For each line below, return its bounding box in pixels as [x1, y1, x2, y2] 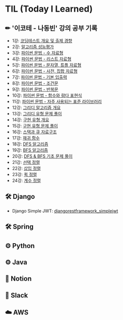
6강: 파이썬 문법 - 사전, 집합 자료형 [12, 68, 78, 74]
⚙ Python [5, 242, 35, 250]
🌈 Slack [5, 291, 28, 300]
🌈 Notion [5, 275, 32, 283]
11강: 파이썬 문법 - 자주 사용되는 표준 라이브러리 [12, 99, 102, 104]
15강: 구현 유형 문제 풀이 [12, 123, 58, 128]
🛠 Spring [5, 223, 34, 231]
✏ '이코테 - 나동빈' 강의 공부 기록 [5, 24, 98, 32]
